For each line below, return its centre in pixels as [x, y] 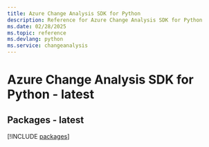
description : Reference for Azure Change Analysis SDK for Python [105, 20]
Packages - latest [46, 120]
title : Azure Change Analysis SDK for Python [74, 13]
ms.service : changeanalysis [48, 46]
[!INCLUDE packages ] [38, 136]
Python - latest [51, 95]
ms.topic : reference [37, 33]
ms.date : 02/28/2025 [37, 26]
